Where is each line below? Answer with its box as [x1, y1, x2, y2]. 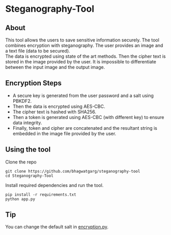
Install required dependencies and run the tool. [5, 182, 104, 188]
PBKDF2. [12, 98, 32, 104]
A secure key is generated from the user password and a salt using [12, 92, 154, 99]
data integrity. [12, 120, 42, 126]
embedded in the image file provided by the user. [12, 130, 116, 136]
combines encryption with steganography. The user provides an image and [5, 42, 163, 49]
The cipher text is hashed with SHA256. [12, 108, 96, 115]
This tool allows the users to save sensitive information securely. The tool [5, 37, 160, 43]
